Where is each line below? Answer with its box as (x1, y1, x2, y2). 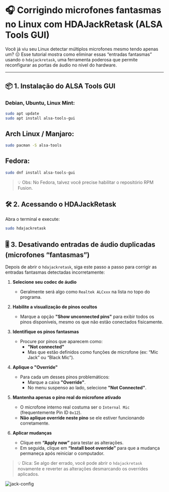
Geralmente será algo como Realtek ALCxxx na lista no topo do (20, 289, 150, 295)
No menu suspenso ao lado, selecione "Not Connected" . (27, 385, 147, 391)
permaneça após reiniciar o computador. (20, 450, 105, 456)
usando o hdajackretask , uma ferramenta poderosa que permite (5, 56, 138, 62)
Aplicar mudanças (12, 430, 52, 436)
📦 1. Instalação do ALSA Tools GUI (5, 82, 116, 91)
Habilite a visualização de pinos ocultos (12, 304, 98, 310)
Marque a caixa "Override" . (27, 379, 86, 385)
